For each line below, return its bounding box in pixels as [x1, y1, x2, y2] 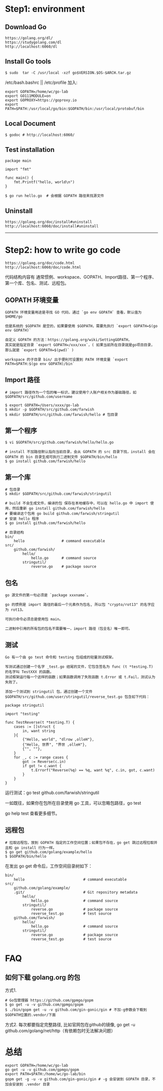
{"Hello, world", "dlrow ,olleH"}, [22, 737, 95, 742]
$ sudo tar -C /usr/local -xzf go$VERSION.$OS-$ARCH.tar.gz [5, 70, 131, 75]
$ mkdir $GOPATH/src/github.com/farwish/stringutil [5, 491, 112, 496]
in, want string [22, 729, 55, 734]
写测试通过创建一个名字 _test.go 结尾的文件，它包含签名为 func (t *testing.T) [5, 664, 154, 669]
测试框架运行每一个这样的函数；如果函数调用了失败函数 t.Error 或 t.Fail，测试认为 [5, 675, 156, 680]
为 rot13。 [5, 607, 26, 612]
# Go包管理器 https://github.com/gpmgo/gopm [5, 997, 94, 1003]
